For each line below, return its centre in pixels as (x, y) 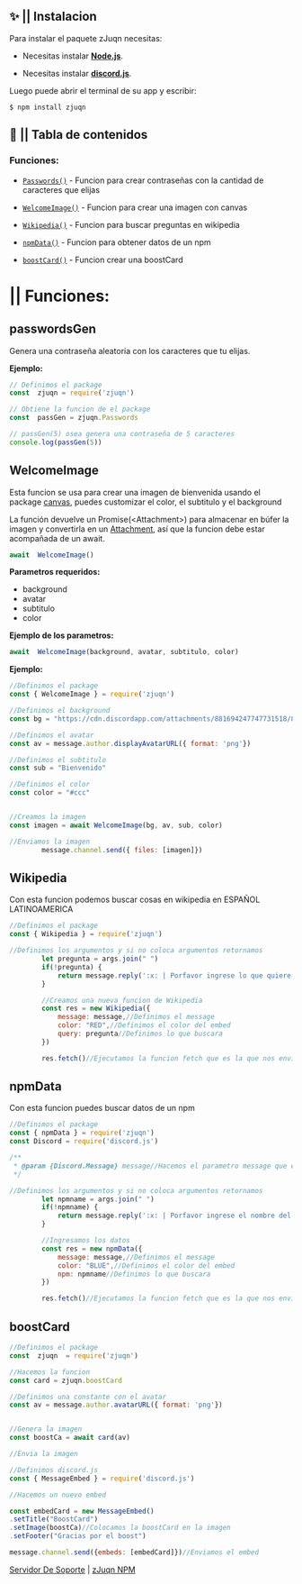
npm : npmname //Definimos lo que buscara (134, 1274)
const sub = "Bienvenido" (58, 768)
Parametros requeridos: (55, 572)
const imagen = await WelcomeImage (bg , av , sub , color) (116, 825)
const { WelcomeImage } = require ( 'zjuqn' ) (92, 695)
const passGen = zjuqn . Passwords (74, 418)
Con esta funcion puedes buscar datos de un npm (102, 1108)
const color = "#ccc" (50, 793)
